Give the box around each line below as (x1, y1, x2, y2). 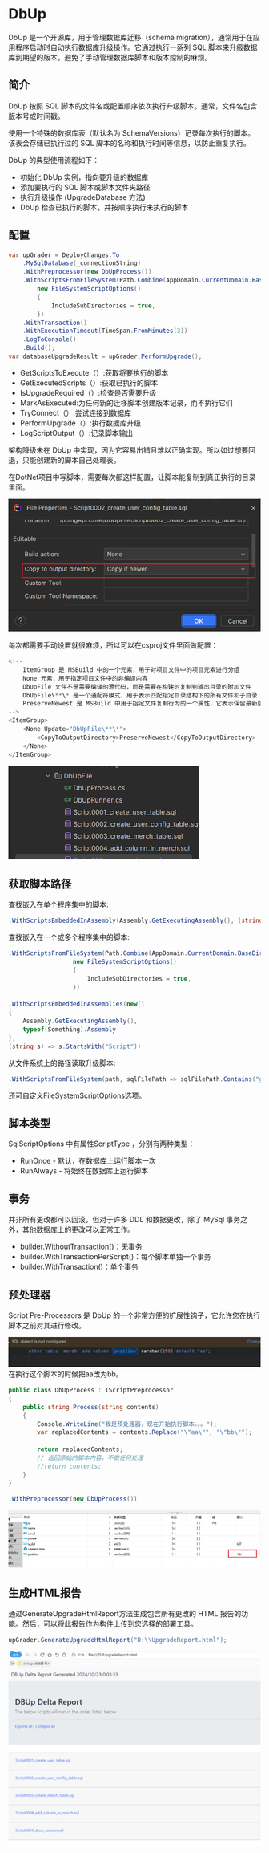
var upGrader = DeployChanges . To (8, 250, 120, 259)
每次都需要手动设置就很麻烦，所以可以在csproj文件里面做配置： (8, 640, 219, 650)
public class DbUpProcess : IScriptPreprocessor (8, 1386, 174, 1395)
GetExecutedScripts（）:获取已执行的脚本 (19, 378, 159, 388)
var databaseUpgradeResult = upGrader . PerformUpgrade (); (8, 352, 203, 361)
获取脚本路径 (8, 876, 72, 891)
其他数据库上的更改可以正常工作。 (22, 1225, 134, 1234)
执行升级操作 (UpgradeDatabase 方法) (19, 192, 146, 201)
